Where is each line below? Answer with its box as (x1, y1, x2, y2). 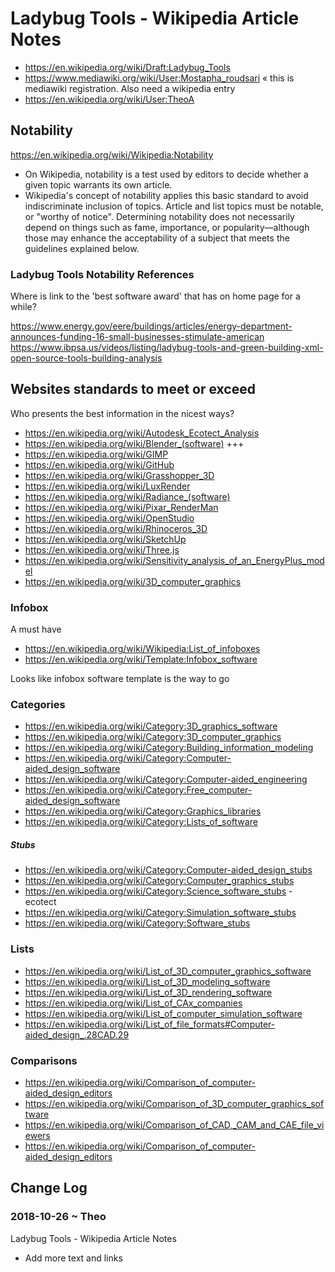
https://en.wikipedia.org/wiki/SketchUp (24, 533, 187, 545)
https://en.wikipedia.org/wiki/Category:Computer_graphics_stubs (24, 875, 295, 887)
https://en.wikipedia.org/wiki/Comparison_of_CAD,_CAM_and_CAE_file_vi (24, 1119, 325, 1131)
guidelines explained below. (24, 242, 140, 254)
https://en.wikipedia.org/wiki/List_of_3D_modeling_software (24, 975, 271, 987)
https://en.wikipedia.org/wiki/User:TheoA (24, 93, 195, 105)
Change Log (10, 1180, 88, 1197)
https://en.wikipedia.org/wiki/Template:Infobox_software (24, 653, 258, 666)
